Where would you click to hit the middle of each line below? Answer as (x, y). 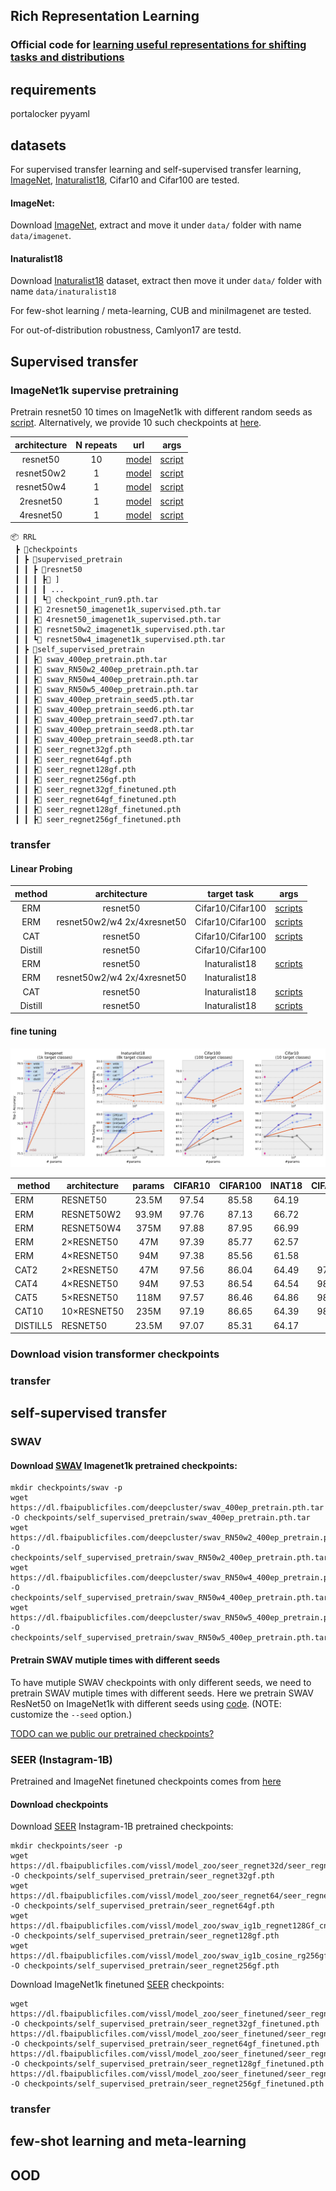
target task (231, 893)
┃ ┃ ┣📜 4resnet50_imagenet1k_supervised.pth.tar (118, 620)
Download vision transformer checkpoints (115, 1354)
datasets (38, 145)
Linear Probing (41, 868)
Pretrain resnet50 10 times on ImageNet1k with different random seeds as (161, 412)
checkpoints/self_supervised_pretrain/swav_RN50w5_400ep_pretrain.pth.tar (169, 1638)
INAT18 (286, 1186)
